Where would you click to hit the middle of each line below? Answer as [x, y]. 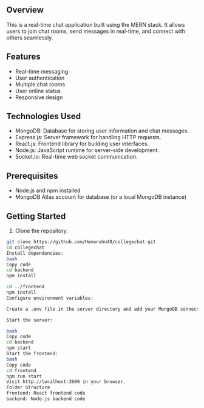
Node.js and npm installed [48, 190]
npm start [19, 348]
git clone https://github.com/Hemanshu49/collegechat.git [81, 242]
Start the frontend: [32, 354]
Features [23, 57]
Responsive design [39, 97]
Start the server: [29, 320]
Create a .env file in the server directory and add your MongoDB [92, 309]
